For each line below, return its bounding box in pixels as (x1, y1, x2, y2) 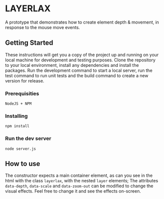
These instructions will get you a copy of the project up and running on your (5, 52, 159, 57)
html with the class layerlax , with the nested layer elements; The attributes (5, 178, 159, 184)
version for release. (5, 78, 45, 84)
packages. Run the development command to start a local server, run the (5, 67, 153, 73)
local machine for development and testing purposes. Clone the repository (5, 57, 156, 63)
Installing (5, 113, 28, 119)
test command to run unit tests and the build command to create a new (5, 72, 149, 79)
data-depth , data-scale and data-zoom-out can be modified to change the (5, 183, 154, 189)
